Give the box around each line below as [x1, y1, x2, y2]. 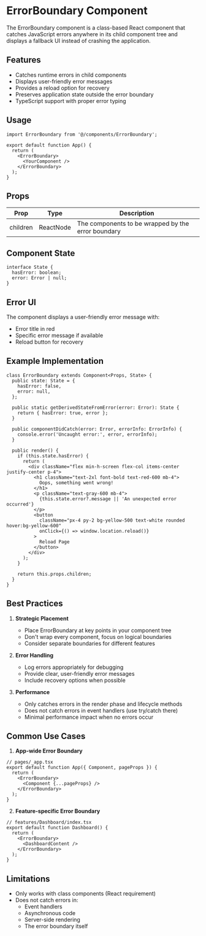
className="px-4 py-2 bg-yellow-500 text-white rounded [39, 517, 185, 524]
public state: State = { [12, 377, 75, 384]
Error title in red [15, 325, 55, 332]
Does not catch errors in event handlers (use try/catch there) [24, 706, 178, 714]
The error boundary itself [24, 922, 88, 930]
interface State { [6, 265, 53, 271]
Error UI [6, 297, 37, 307]
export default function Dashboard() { [6, 825, 109, 831]
